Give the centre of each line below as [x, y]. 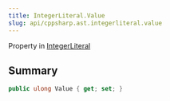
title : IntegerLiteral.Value [57, 16]
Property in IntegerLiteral [49, 45]
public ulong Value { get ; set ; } [66, 89]
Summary [33, 70]
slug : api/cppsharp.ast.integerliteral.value [85, 23]
